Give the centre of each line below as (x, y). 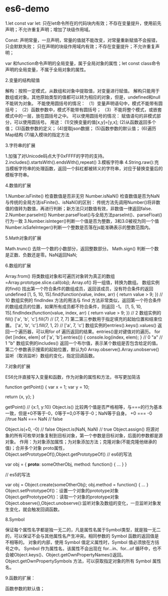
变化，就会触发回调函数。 (36, 509)
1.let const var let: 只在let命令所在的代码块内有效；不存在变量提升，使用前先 (83, 23)
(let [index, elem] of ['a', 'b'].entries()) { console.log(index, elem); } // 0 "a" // (84, 337)
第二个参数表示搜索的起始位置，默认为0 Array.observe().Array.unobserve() (82, 349)
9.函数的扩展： (20, 578)
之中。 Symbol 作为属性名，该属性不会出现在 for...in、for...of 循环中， (81, 548)
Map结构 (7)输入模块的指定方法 (37, 134)
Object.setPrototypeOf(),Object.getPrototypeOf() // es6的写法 (69, 454)
